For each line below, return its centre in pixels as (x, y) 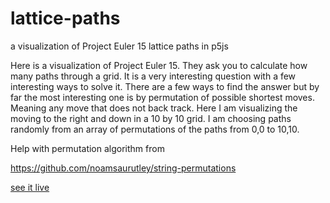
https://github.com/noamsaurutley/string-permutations (123, 168)
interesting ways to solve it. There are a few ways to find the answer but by (165, 86)
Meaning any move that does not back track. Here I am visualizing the (154, 108)
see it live (30, 187)
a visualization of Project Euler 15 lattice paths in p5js (119, 46)
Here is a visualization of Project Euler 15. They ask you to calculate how (159, 65)
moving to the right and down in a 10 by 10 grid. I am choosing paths (151, 118)
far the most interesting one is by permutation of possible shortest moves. (162, 97)
